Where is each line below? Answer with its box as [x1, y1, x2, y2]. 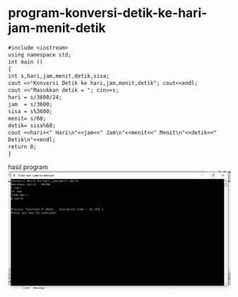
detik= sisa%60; [8, 122, 56, 129]
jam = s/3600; [8, 100, 53, 107]
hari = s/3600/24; [8, 93, 62, 100]
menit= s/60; [8, 115, 47, 122]
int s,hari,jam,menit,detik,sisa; [8, 72, 110, 79]
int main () [8, 58, 43, 65]
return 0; [8, 143, 37, 150]
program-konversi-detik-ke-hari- [8, 5, 208, 21]
